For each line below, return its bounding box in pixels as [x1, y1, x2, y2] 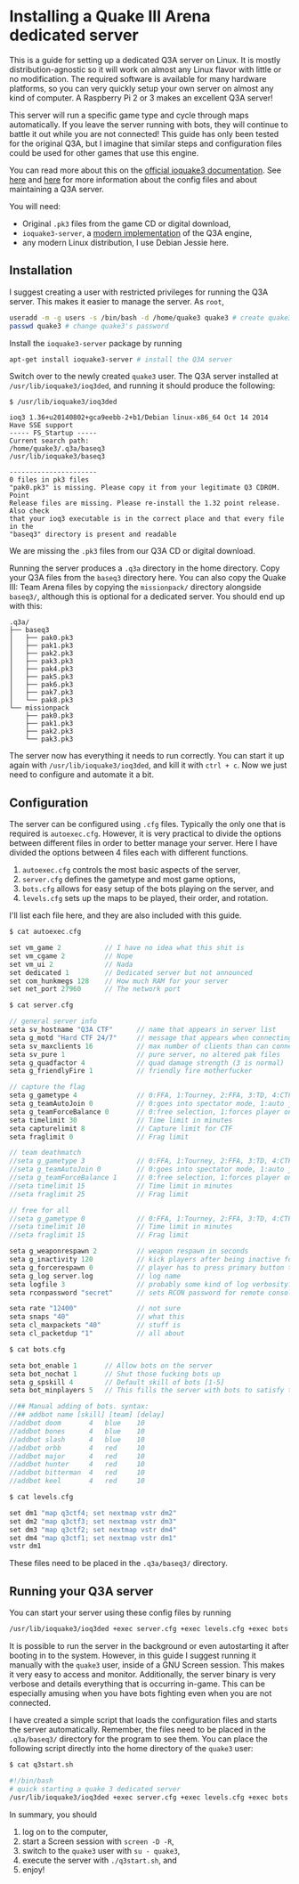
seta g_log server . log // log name [9, 1271, 181, 1280]
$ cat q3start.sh [9, 1760, 74, 1769]
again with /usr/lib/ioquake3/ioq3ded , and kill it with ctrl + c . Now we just [9, 759, 287, 771]
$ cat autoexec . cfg [9, 928, 82, 937]
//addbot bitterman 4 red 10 [9, 1468, 145, 1477]
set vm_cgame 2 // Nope [9, 951, 133, 961]
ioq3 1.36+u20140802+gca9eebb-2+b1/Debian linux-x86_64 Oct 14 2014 [9, 413, 269, 422]
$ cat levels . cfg [9, 1493, 74, 1502]
